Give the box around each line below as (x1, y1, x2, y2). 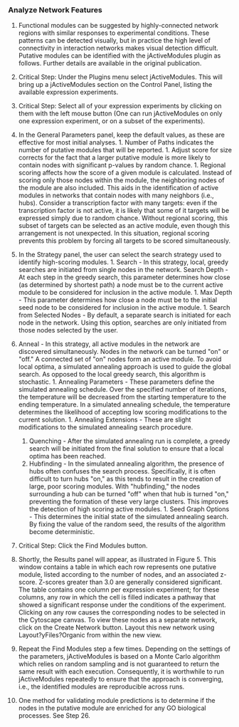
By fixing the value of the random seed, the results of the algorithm (28, 520, 226, 528)
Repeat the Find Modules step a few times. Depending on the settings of (18, 644, 230, 653)
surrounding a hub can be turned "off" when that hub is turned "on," (28, 490, 230, 498)
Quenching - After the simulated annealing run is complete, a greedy (28, 436, 230, 446)
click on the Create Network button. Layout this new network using (18, 623, 215, 632)
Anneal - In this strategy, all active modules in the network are (18, 340, 200, 348)
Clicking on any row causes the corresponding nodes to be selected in (18, 608, 226, 617)
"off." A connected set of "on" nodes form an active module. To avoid (18, 355, 222, 364)
